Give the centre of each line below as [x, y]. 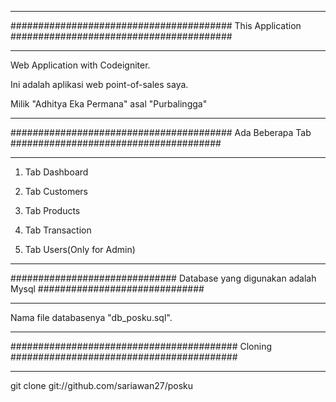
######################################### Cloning [141, 346]
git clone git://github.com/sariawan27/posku [102, 385]
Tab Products [52, 210]
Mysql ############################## [107, 289]
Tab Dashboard [56, 172]
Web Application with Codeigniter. [80, 65]
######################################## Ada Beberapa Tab [161, 132]
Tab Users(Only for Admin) [80, 249]
